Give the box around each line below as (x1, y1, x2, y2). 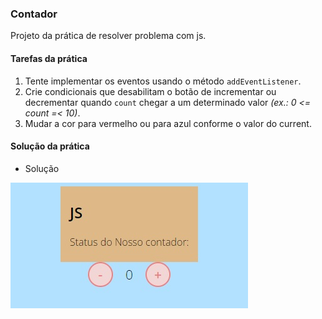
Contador (10, 7, 58, 21)
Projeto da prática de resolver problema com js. (10, 30, 207, 42)
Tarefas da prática (10, 52, 88, 64)
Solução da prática (10, 140, 90, 152)
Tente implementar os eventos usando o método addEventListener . (24, 75, 302, 87)
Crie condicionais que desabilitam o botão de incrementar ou (24, 85, 277, 97)
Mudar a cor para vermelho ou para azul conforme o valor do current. (24, 117, 312, 129)
